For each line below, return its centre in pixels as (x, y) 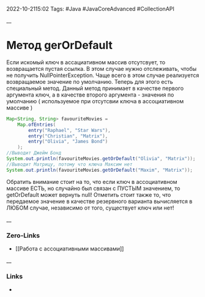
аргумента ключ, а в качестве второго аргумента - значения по (90, 95)
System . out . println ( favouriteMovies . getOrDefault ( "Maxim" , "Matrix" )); (99, 170)
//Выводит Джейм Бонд (34, 153)
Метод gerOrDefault (60, 46)
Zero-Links (23, 235)
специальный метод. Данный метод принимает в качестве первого (95, 88)
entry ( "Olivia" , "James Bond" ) (68, 142)
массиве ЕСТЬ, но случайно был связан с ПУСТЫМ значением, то (93, 188)
